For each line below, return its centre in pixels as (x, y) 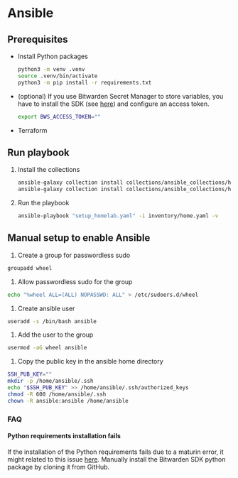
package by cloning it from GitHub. (59, 467)
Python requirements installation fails (64, 436)
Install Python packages (53, 56)
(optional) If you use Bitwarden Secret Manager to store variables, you (120, 96)
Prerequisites (38, 39)
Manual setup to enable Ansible (79, 238)
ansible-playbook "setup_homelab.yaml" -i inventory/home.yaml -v (118, 216)
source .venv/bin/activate (58, 76)
